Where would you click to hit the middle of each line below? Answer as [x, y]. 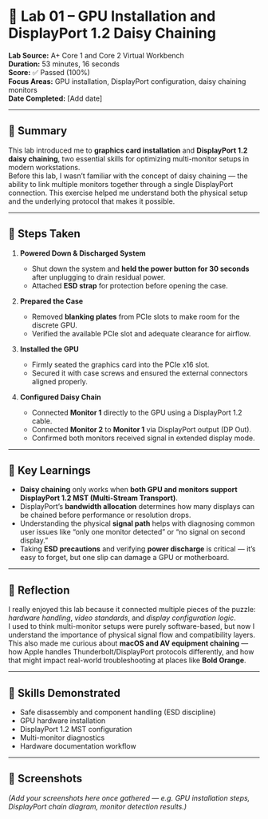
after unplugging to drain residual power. [99, 277]
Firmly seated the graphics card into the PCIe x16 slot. [120, 364]
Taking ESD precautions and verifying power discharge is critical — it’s [138, 549]
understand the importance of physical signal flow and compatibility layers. [132, 635]
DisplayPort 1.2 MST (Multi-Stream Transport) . [99, 498]
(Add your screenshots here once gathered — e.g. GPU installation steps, [129, 797]
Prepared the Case [51, 301]
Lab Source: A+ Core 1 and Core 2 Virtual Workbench [97, 55]
